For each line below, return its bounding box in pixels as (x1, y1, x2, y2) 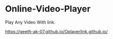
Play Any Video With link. (5, 19, 56, 25)
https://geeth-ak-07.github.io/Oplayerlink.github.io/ (5, 28, 108, 34)
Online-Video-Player (5, 3, 91, 14)
